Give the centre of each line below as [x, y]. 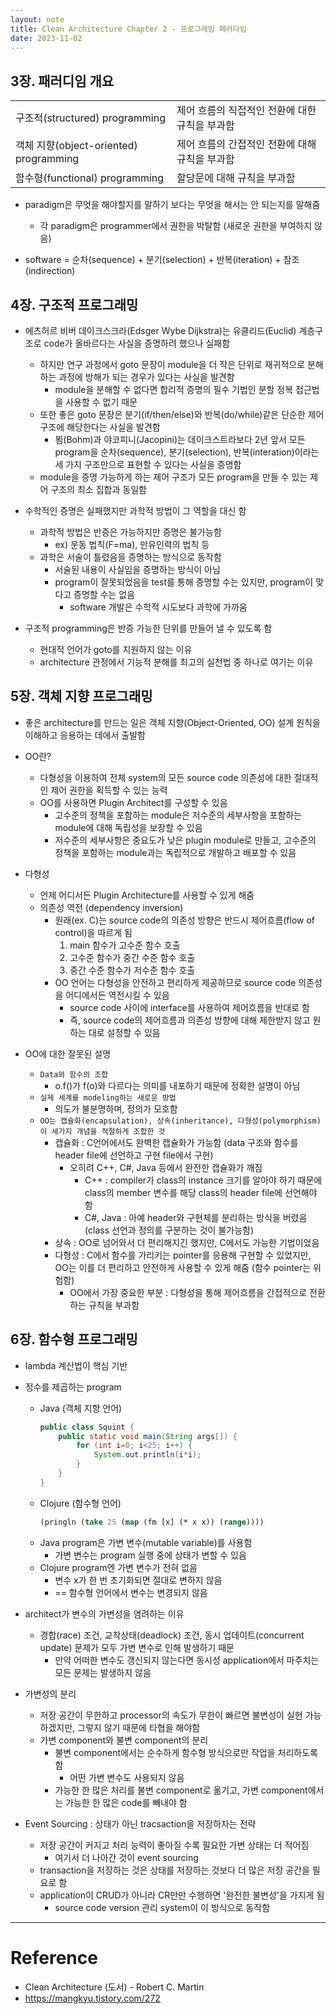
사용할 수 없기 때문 [101, 402]
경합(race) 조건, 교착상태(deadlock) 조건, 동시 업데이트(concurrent [172, 1635]
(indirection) [50, 271]
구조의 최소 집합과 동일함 [98, 489]
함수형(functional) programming [90, 178]
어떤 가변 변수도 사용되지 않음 [127, 1777]
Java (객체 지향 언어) [81, 1408]
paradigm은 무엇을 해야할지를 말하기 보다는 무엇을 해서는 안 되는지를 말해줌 [172, 205]
